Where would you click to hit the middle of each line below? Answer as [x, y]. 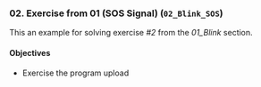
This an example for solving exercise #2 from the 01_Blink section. [131, 33]
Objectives [30, 52]
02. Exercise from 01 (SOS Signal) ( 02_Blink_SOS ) [116, 13]
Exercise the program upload [76, 73]
